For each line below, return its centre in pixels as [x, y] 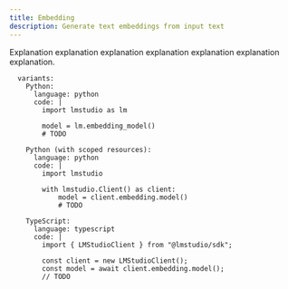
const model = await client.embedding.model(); [133, 268]
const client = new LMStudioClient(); [115, 260]
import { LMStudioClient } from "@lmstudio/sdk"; [137, 245]
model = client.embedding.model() [123, 197]
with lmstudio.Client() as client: [109, 189]
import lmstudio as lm [85, 110]
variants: [36, 78]
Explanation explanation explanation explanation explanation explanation [144, 52]
